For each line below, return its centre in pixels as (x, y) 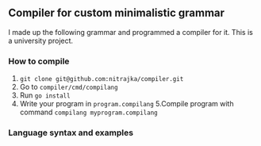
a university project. (41, 40)
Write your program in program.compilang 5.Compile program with (127, 104)
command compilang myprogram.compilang (88, 112)
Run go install (45, 95)
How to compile (39, 61)
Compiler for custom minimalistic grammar (116, 13)
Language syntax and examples (71, 133)
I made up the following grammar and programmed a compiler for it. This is (131, 32)
